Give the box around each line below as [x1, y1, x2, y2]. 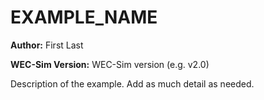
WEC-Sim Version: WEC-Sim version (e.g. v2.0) [10, 58, 210, 70]
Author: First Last [10, 39, 84, 51]
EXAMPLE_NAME [10, 6, 158, 29]
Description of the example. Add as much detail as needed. [10, 77, 255, 90]
